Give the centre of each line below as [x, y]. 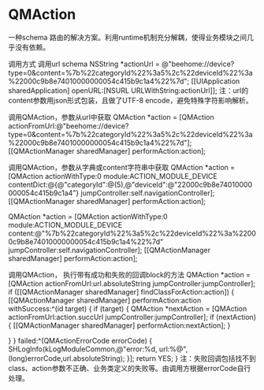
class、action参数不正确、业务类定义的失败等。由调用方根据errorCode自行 [130, 368]
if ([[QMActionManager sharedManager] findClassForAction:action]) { [121, 292]
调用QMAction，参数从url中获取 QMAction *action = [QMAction [111, 117]
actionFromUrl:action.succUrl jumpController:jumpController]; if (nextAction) [132, 317]
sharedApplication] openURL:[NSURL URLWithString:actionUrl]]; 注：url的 [128, 90]
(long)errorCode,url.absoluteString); [67, 358]
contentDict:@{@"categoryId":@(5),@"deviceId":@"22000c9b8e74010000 [130, 184]
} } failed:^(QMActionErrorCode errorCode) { [80, 340]
